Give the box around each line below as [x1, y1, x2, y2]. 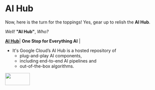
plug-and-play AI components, [19, 52, 82, 59]
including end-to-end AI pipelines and [19, 58, 97, 64]
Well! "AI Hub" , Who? [5, 28, 49, 34]
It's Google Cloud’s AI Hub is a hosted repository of [12, 47, 117, 53]
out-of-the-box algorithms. [19, 63, 74, 69]
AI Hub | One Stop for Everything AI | [5, 38, 81, 44]
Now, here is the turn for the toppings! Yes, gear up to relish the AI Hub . [5, 19, 151, 25]
